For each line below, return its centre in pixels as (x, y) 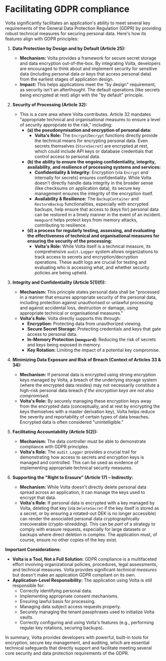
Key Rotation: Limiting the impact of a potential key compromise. (93, 350)
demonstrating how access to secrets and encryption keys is (82, 457)
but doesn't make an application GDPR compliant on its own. (74, 575)
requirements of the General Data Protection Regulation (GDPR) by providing (83, 28)
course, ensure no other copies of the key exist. (68, 540)
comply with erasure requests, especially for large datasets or (83, 529)
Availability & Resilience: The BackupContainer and (87, 199)
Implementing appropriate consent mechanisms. (69, 596)
